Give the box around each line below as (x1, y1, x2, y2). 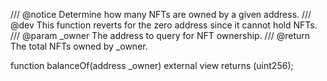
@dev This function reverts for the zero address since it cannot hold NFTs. (10, 19, 318, 31)
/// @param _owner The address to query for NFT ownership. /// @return (10, 30, 311, 41)
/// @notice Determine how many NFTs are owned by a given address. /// (10, 9, 312, 20)
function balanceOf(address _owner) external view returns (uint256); (10, 60, 294, 71)
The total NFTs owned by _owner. (10, 40, 148, 52)
